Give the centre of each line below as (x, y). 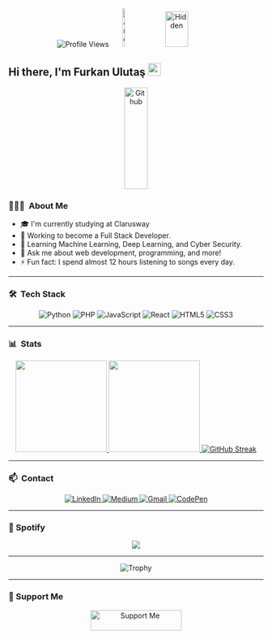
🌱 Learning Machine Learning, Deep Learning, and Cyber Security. (131, 244)
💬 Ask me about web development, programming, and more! (121, 253)
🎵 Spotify (27, 527)
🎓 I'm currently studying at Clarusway (85, 224)
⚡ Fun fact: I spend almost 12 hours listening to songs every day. (127, 262)
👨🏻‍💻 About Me (38, 205)
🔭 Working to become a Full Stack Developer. (96, 235)
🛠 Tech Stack (37, 294)
